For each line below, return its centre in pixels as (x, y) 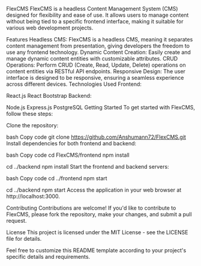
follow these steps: (29, 114)
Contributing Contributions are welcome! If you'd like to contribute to (91, 208)
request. (16, 221)
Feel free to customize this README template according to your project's (96, 250)
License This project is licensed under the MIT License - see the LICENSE (97, 232)
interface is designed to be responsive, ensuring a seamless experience (95, 78)
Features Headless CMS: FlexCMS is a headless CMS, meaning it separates (100, 39)
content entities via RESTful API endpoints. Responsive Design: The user (96, 71)
